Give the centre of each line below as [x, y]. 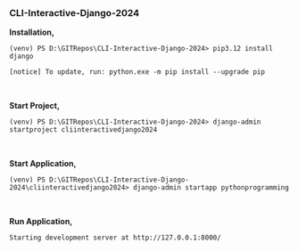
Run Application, [41, 222]
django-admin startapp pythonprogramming [211, 188]
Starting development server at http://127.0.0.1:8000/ [115, 238]
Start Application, [43, 164]
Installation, [32, 32]
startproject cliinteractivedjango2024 [83, 130]
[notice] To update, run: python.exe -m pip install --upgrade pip [137, 72]
